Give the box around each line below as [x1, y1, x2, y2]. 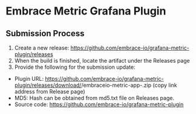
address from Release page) [14, 88, 85, 95]
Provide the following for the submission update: [14, 63, 136, 71]
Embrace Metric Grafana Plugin [5, 4, 166, 18]
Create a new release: [14, 44, 70, 51]
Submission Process [5, 28, 85, 39]
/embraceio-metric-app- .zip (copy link [80, 81, 178, 89]
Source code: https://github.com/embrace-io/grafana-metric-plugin [14, 101, 184, 108]
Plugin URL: [14, 75, 44, 82]
